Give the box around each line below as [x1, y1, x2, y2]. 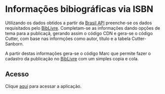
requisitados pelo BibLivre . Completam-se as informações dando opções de [5, 25, 161, 31]
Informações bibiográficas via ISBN [5, 3, 154, 15]
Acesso [5, 70, 29, 79]
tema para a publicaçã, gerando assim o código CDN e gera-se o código [5, 30, 153, 36]
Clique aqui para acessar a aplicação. [5, 83, 82, 89]
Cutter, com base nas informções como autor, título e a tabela [5, 36, 131, 42]
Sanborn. [5, 41, 24, 47]
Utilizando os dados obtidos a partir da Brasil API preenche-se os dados [5, 20, 152, 26]
